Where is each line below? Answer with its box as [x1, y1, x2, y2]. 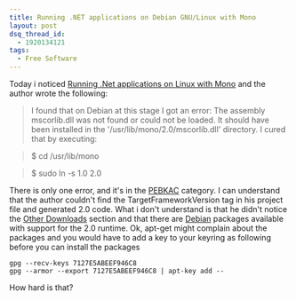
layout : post [9, 21, 58, 30]
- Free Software [17, 54, 77, 63]
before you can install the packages [9, 241, 140, 252]
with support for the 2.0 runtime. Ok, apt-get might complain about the [9, 223, 268, 233]
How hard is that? [9, 282, 74, 293]
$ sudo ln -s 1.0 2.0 [30, 168, 102, 178]
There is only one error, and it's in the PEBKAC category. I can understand [9, 186, 280, 195]
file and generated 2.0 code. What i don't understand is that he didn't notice [9, 204, 287, 214]
